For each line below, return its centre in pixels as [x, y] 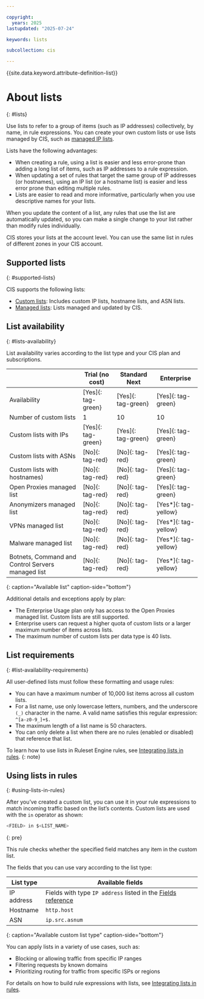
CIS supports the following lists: [46, 289]
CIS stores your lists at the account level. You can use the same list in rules [100, 238]
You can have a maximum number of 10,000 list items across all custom [104, 693]
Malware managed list [41, 543]
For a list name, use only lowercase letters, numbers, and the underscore [106, 706]
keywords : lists [27, 39]
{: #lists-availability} [31, 341]
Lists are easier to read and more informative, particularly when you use [105, 195]
